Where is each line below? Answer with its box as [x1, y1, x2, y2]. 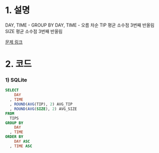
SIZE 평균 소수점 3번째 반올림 [5, 28, 63, 34]
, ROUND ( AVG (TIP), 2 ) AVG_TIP [9, 102, 72, 107]
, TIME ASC [9, 143, 32, 148]
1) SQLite [5, 76, 27, 83]
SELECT [5, 88, 19, 93]
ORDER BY [5, 134, 23, 139]
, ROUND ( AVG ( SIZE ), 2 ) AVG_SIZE [9, 106, 77, 111]
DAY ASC [14, 139, 30, 144]
